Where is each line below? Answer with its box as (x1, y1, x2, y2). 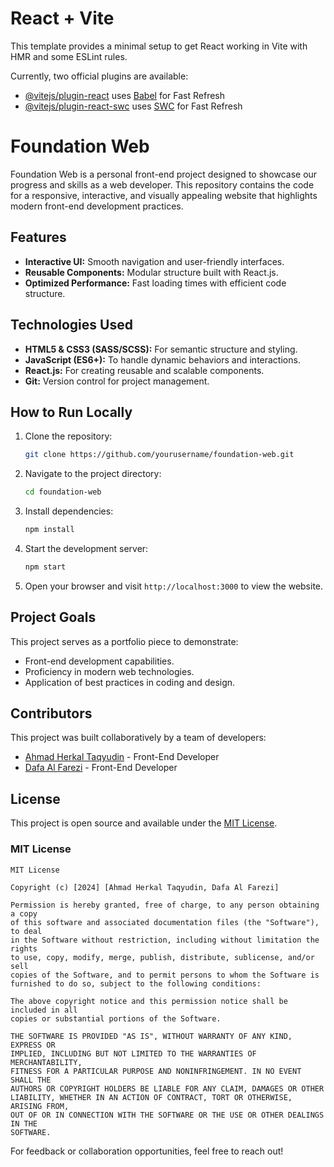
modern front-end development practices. (10, 200, 184, 212)
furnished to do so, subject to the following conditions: (10, 978, 262, 989)
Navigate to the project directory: (24, 468, 162, 480)
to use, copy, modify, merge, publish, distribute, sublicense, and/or (10, 952, 315, 962)
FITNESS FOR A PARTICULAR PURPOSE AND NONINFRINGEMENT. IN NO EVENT (10, 1066, 302, 1076)
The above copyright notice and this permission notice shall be (10, 996, 288, 1006)
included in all (10, 1005, 78, 1015)
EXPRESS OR (10, 1040, 56, 1050)
